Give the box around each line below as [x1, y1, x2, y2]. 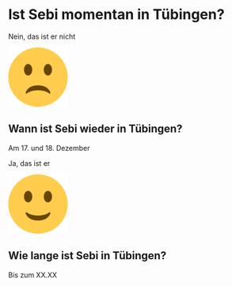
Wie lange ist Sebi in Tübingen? [8, 249, 167, 262]
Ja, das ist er [8, 158, 51, 167]
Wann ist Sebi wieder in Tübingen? [8, 122, 183, 136]
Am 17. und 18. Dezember [8, 143, 90, 152]
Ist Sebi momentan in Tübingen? [8, 6, 225, 24]
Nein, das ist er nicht [8, 32, 76, 41]
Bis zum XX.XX [8, 270, 58, 280]
